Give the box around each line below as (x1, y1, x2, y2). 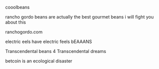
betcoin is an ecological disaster (5, 58, 73, 64)
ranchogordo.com (5, 29, 43, 34)
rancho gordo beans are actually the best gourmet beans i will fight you (5, 14, 154, 19)
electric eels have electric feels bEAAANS (5, 38, 92, 44)
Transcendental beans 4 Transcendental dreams (5, 48, 107, 54)
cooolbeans (5, 4, 30, 10)
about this (5, 19, 26, 25)
